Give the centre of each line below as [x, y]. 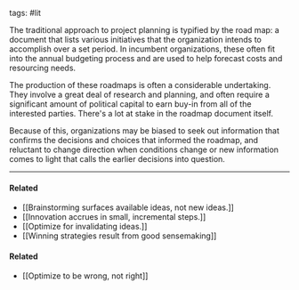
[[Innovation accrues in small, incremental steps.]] [114, 217]
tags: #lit [25, 13]
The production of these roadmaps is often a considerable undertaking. [140, 85]
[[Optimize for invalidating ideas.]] [85, 227]
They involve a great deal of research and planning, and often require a [139, 94]
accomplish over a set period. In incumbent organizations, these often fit [142, 49]
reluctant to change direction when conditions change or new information [144, 149]
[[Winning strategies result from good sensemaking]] [119, 236]
